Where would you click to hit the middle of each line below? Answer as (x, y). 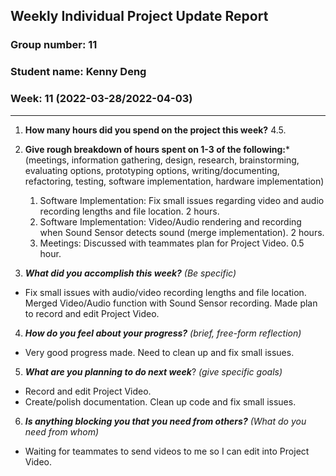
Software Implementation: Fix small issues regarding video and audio (182, 200)
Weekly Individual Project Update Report (139, 16)
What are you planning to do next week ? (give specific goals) (153, 371)
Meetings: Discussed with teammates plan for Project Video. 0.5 (172, 243)
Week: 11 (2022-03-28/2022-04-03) (101, 99)
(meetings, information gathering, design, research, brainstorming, (162, 160)
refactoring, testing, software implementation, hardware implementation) (174, 181)
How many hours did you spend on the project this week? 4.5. (155, 130)
